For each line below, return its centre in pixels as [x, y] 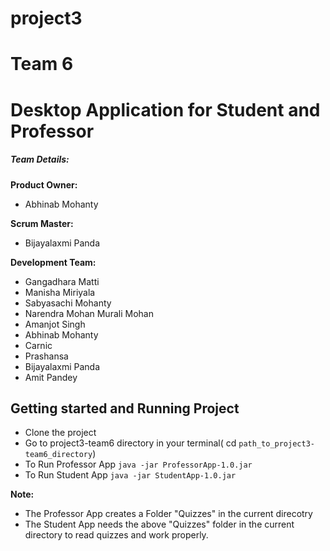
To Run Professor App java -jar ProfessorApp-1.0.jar [138, 464]
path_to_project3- [276, 444]
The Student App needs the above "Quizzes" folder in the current [159, 524]
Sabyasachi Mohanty [68, 303]
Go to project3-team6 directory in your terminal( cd [130, 443]
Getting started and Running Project [125, 408]
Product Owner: [44, 184]
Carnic [38, 345]
